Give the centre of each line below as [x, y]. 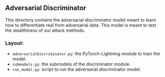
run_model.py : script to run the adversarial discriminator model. [77, 69]
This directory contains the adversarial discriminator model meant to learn [81, 20]
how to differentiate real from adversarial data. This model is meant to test [81, 25]
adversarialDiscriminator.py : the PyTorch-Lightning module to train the [86, 54]
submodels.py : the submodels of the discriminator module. [71, 64]
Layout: [14, 43]
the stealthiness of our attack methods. [45, 30]
